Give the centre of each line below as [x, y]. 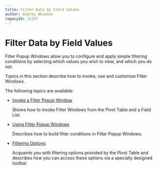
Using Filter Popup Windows [41, 125]
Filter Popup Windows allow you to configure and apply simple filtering [76, 56]
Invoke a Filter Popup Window [42, 100]
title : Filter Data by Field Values [42, 10]
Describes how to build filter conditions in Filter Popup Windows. [77, 134]
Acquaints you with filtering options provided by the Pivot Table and [80, 153]
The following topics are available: [39, 91]
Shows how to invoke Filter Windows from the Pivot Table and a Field [81, 110]
